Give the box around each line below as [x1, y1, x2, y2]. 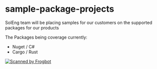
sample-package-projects [5, 3, 114, 15]
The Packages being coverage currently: [5, 34, 87, 40]
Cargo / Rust [12, 49, 38, 55]
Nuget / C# [12, 44, 35, 49]
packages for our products [5, 24, 59, 30]
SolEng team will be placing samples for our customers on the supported [5, 20, 153, 25]
